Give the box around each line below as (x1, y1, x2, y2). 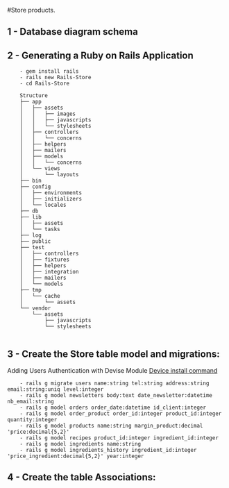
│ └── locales (19, 201, 67, 209)
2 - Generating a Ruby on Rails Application (7, 49, 194, 61)
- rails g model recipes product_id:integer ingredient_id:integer (19, 435, 219, 441)
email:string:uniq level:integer (7, 386, 104, 393)
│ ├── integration (19, 269, 79, 276)
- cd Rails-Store (19, 80, 70, 87)
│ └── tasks (19, 226, 60, 233)
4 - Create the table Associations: (7, 471, 156, 483)
